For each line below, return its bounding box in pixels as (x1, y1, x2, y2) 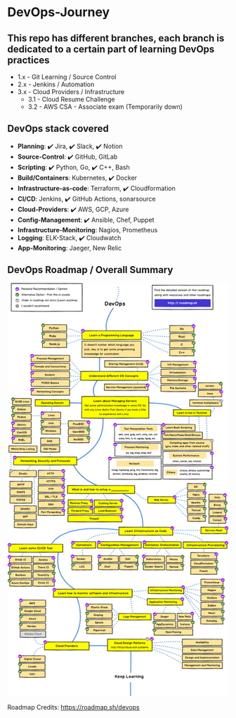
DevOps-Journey (7, 4, 110, 20)
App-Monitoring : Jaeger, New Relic (17, 244, 122, 252)
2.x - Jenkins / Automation (17, 80, 95, 88)
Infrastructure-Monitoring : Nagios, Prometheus (17, 225, 158, 234)
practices (7, 54, 51, 66)
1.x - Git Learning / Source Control (17, 73, 117, 81)
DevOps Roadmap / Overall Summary (7, 264, 173, 276)
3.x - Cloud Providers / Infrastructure (17, 88, 125, 95)
